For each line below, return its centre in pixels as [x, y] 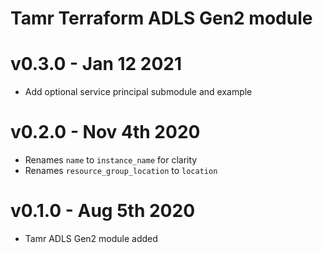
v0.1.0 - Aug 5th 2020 [103, 211]
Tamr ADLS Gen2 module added [91, 238]
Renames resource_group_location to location [121, 171]
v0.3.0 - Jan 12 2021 [96, 64]
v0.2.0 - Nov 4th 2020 [105, 132]
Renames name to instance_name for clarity [111, 160]
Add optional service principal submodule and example [138, 92]
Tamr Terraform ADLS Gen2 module [161, 18]
